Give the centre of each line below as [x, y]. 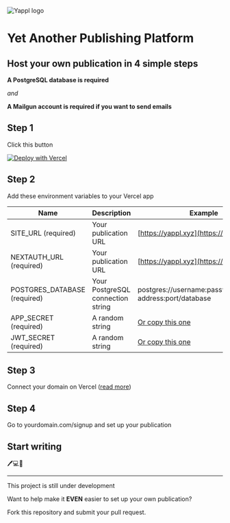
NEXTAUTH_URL [37, 257]
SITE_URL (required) [43, 233]
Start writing [35, 447]
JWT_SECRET [33, 337]
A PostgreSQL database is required [58, 80]
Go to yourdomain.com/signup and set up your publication [89, 425]
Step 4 [22, 408]
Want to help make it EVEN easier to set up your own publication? [100, 499]
